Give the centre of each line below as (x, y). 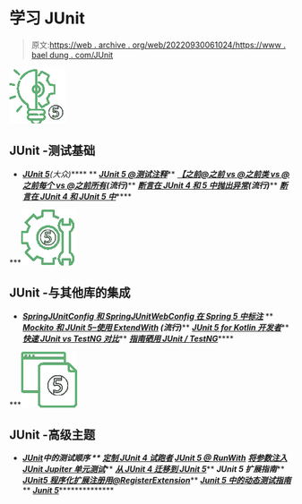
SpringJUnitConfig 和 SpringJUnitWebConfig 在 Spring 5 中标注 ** (148, 316)
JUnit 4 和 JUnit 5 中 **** (86, 196)
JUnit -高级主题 (52, 435)
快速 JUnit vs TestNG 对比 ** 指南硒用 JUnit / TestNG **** (128, 338)
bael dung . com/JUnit (72, 55)
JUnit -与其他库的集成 (70, 293)
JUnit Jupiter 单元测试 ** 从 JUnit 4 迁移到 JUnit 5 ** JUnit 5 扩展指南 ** (153, 469)
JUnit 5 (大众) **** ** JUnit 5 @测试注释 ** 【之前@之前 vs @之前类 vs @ (156, 174)
